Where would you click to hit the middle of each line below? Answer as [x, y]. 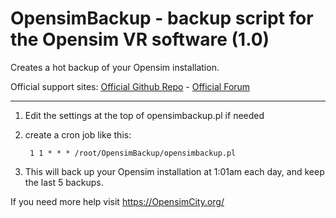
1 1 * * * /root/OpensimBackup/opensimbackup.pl [133, 153]
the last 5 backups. [64, 182]
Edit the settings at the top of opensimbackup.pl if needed [144, 115]
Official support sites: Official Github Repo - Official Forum [130, 86]
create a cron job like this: [78, 134]
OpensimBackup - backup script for [162, 18]
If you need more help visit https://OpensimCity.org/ [117, 201]
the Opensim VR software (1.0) [140, 39]
